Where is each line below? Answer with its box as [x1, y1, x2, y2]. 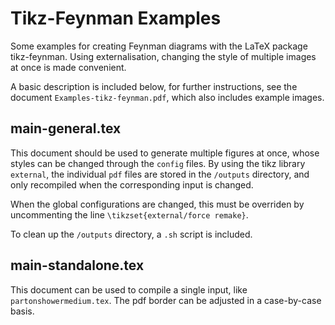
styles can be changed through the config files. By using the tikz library [10, 157, 306, 169]
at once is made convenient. [10, 61, 127, 73]
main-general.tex [10, 120, 122, 137]
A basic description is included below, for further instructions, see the [10, 80, 298, 92]
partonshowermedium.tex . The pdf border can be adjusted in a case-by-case [10, 294, 322, 306]
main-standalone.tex [10, 257, 145, 274]
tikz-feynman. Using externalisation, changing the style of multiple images [10, 50, 317, 62]
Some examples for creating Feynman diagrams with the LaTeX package [10, 40, 308, 52]
